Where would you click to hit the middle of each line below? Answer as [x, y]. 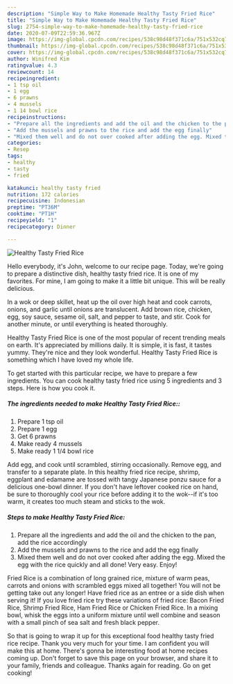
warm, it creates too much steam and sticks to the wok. [86, 501]
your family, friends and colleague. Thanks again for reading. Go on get [109, 665]
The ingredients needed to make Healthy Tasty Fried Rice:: [94, 404]
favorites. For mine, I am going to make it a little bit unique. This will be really [116, 281]
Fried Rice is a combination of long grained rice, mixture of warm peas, [109, 578]
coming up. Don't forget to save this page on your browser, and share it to [113, 658]
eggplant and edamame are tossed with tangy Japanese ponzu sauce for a [114, 479]
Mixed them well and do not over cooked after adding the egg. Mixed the [121, 557]
